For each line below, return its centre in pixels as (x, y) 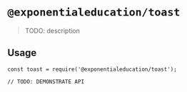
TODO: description (52, 30)
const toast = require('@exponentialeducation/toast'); (92, 69)
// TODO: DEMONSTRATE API (46, 81)
